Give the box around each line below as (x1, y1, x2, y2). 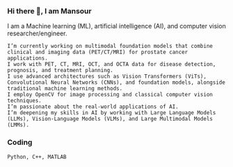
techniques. (7, 97, 42, 105)
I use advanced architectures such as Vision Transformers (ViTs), (7, 73, 207, 80)
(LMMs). (7, 121, 30, 129)
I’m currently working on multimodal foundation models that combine (7, 43, 214, 50)
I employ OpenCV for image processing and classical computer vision (7, 91, 214, 98)
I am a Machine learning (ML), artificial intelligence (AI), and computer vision (7, 22, 226, 30)
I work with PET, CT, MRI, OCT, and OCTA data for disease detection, (7, 61, 216, 68)
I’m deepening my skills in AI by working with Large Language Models (7, 109, 216, 116)
